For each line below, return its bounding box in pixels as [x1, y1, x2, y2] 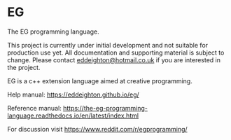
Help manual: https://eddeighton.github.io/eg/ [7, 90, 140, 99]
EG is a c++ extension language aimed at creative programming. [7, 76, 192, 85]
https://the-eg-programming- [62, 104, 148, 112]
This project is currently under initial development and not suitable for [7, 41, 209, 49]
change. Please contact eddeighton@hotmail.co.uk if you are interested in [7, 55, 221, 64]
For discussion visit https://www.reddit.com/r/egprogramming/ [7, 125, 188, 133]
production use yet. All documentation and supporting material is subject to [7, 48, 225, 57]
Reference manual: [7, 104, 62, 112]
